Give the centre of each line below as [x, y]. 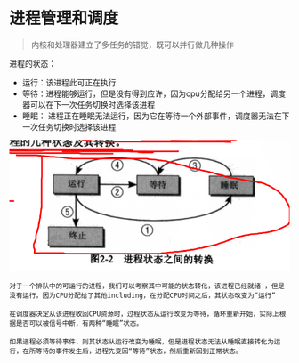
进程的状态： [32, 63]
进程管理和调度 [64, 18]
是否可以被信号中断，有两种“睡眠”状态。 [80, 324]
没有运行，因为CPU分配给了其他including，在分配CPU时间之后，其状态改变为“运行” [142, 296]
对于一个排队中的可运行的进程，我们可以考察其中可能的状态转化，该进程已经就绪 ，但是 [147, 286]
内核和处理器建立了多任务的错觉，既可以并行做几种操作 [132, 44]
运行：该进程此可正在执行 [69, 82]
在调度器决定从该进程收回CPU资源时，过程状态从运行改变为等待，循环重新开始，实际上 [145, 314]
